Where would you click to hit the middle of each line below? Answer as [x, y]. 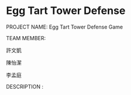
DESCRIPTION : [25, 86]
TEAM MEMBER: [26, 38]
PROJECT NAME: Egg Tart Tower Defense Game [65, 27]
